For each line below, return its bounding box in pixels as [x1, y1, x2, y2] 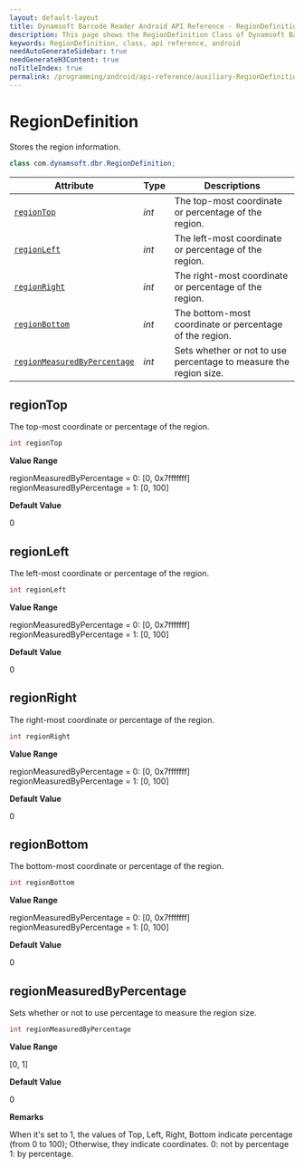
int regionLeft [9, 585, 67, 594]
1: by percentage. [9, 1148, 74, 1159]
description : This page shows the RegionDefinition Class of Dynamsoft [9, 30, 285, 39]
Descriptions [204, 179, 261, 191]
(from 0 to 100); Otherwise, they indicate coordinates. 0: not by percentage [9, 1139, 290, 1149]
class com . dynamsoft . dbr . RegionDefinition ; [9, 159, 176, 168]
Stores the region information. [9, 141, 121, 152]
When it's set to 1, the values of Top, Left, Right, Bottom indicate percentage [9, 1129, 293, 1140]
